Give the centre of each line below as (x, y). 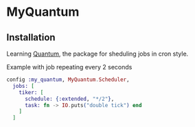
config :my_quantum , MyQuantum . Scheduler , (68, 80)
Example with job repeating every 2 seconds (69, 67)
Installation (31, 37)
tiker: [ (31, 92)
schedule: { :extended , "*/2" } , (69, 99)
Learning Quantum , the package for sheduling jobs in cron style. (97, 54)
